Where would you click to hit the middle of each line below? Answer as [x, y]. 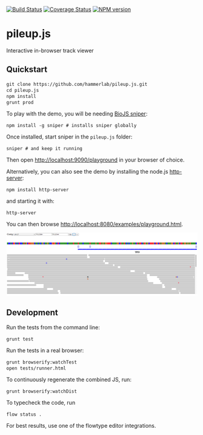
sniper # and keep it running [45, 148]
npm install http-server [38, 190]
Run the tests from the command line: [53, 327]
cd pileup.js [23, 90]
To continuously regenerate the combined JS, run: [69, 379]
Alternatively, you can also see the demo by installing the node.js [87, 171]
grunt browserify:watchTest [42, 362]
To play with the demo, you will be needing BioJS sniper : [77, 113]
